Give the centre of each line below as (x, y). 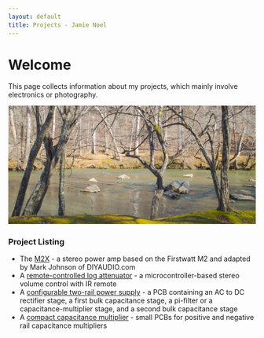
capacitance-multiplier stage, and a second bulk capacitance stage (128, 309)
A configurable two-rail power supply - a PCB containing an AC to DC (132, 292)
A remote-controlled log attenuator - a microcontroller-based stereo (129, 275)
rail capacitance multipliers (63, 325)
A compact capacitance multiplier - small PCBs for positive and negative (137, 317)
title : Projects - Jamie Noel (58, 25)
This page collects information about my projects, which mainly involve (123, 86)
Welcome (40, 65)
